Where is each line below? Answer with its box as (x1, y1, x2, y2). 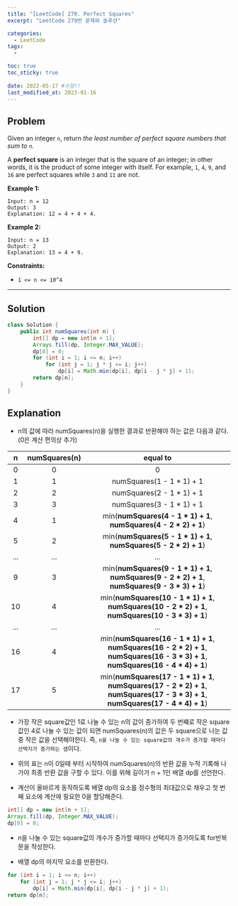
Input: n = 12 (7, 198, 50, 205)
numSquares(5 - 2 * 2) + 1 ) (109, 541, 206, 551)
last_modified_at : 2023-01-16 (7, 89, 97, 96)
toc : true (7, 63, 37, 70)
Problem (7, 115, 46, 127)
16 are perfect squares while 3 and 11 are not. (7, 171, 140, 179)
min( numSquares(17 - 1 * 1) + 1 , (100, 672, 215, 682)
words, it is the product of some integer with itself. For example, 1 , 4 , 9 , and (7, 163, 227, 171)
